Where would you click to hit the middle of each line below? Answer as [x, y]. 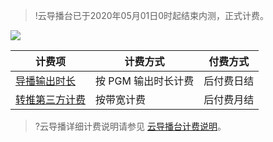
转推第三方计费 [51, 99]
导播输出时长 [46, 81]
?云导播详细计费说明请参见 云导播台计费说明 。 [130, 126]
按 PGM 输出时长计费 [145, 81]
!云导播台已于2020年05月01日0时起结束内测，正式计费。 [152, 15]
